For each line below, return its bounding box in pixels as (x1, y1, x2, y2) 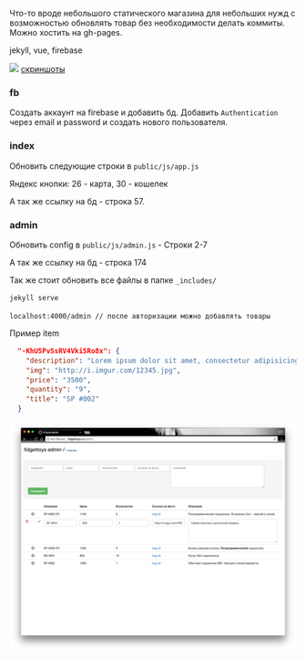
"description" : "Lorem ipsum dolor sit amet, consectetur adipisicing (25, 356, 300, 365)
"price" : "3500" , (25, 375, 92, 384)
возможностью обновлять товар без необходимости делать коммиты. (9, 17, 285, 28)
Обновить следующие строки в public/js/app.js (9, 160, 199, 172)
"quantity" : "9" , (25, 385, 92, 394)
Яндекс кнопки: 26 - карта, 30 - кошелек (9, 178, 168, 189)
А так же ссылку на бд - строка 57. (9, 195, 146, 206)
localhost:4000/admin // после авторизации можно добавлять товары (9, 311, 271, 320)
